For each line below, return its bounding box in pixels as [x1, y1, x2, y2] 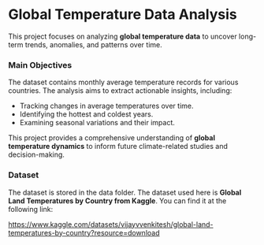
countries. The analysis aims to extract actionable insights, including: [8, 86, 232, 95]
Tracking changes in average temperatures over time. [19, 101, 194, 111]
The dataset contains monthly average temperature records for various [8, 77, 239, 87]
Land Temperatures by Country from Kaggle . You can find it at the [8, 195, 227, 206]
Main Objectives [8, 59, 73, 70]
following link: [8, 204, 54, 213]
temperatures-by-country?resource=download [8, 228, 160, 237]
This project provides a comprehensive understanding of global [8, 133, 215, 143]
